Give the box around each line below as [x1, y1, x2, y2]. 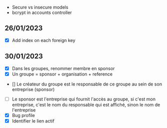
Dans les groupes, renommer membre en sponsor [12, 65, 115, 71]
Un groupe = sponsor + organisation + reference [12, 71, 113, 77]
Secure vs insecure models [12, 4, 69, 10]
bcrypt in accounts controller [12, 9, 72, 15]
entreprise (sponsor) [12, 86, 55, 92]
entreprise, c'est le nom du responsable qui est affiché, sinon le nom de [12, 101, 160, 107]
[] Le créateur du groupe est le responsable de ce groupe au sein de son [12, 81, 162, 87]
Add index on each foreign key [12, 37, 76, 43]
